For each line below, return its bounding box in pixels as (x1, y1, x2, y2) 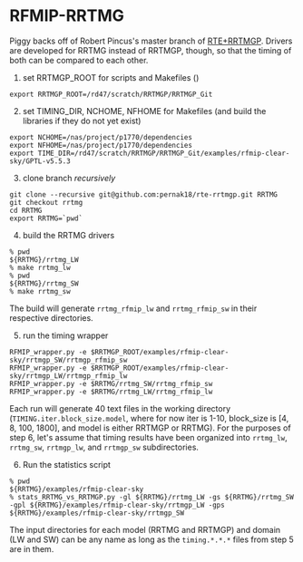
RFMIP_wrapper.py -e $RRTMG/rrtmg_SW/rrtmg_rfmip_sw (9, 379, 213, 388)
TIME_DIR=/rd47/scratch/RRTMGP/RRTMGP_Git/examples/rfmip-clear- (37, 149, 290, 158)
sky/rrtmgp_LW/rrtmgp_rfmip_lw (9, 371, 128, 381)
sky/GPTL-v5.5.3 (9, 156, 71, 166)
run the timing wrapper (22, 330, 109, 341)
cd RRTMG (9, 206, 43, 215)
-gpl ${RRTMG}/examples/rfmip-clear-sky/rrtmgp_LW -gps (9, 500, 225, 509)
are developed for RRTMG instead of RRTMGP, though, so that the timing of (9, 44, 292, 55)
